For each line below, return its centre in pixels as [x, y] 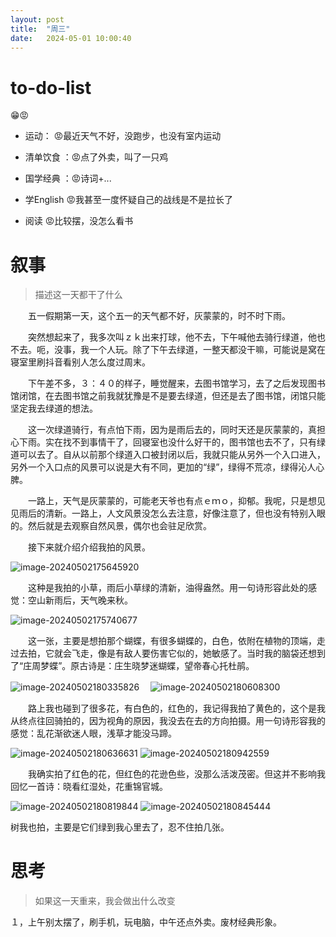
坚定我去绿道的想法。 [54, 408]
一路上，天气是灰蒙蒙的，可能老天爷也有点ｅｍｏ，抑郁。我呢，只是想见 [176, 501]
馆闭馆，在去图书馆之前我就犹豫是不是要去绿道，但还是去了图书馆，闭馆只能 [168, 396]
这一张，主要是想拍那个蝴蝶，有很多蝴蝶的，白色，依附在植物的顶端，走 [176, 641]
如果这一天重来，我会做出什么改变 [105, 901]
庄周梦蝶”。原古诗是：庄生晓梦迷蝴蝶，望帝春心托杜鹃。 [139, 666]
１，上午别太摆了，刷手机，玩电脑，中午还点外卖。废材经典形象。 [146, 922]
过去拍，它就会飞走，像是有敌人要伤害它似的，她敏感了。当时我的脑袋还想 [163, 653]
